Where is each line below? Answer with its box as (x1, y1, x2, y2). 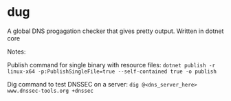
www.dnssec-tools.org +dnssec (7, 87, 94, 94)
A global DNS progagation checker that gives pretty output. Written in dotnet (7, 27, 224, 35)
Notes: (7, 47, 26, 56)
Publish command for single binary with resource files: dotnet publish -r (7, 60, 215, 69)
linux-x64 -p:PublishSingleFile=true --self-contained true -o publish (7, 68, 217, 75)
